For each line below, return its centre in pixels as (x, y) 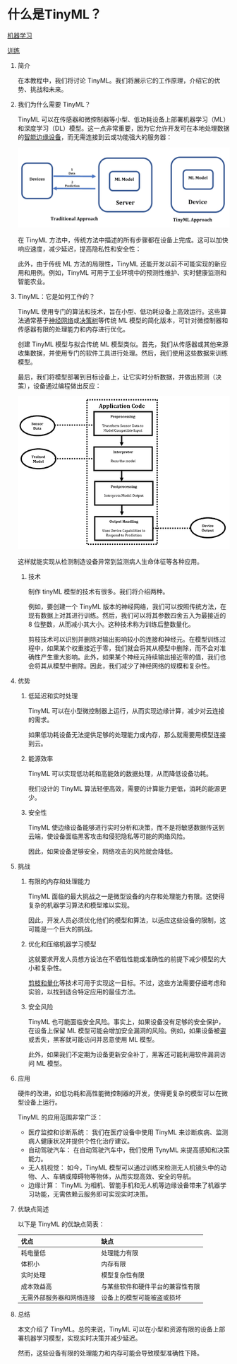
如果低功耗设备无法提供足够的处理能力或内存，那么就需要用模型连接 (127, 735)
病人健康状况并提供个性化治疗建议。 (81, 1141)
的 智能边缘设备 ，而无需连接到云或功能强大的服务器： (95, 137)
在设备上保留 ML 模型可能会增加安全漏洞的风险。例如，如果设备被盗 (127, 1031)
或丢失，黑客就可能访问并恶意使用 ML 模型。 (93, 1040)
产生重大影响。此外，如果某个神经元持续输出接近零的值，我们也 (133, 657)
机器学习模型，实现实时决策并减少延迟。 (83, 1338)
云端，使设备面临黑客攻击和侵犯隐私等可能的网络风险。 (108, 836)
